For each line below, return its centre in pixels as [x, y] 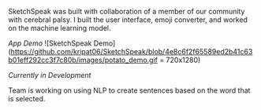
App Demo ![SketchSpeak [50, 43]
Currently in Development [50, 75]
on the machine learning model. [60, 28]
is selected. [27, 99]
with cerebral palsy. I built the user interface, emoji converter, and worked [128, 20]
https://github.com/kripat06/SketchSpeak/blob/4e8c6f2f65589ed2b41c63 [132, 51]
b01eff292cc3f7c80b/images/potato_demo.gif [83, 60]
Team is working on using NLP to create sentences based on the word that [129, 90]
